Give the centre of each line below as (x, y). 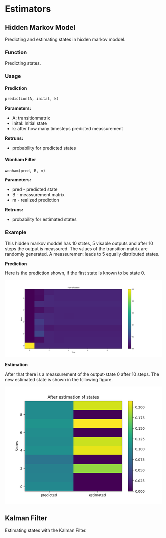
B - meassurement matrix (38, 195)
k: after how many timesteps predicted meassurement (68, 129)
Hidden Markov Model (40, 28)
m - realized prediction (36, 200)
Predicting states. (23, 63)
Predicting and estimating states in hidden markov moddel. (65, 39)
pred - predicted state (35, 189)
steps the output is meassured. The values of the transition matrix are (76, 248)
